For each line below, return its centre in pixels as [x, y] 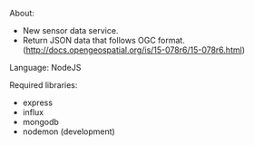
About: [22, 13]
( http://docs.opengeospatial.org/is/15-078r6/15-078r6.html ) [133, 50]
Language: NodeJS [45, 68]
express [37, 102]
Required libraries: [44, 85]
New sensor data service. [70, 30]
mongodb [40, 122]
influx [33, 112]
